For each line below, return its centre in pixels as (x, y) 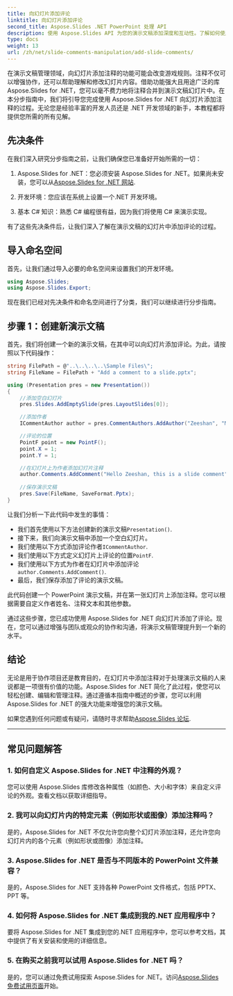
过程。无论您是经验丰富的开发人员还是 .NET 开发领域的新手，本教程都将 (122, 108)
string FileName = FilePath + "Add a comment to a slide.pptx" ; (102, 373)
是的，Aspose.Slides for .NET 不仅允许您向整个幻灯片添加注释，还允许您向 (114, 832)
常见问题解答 (35, 749)
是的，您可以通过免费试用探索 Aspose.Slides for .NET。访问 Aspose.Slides (113, 977)
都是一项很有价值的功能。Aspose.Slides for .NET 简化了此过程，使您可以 (116, 686)
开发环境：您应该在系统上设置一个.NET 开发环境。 (89, 197)
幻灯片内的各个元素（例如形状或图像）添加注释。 (77, 840)
